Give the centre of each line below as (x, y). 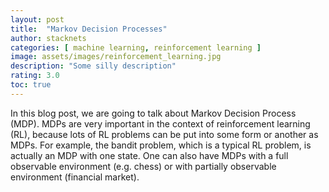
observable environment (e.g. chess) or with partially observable (143, 166)
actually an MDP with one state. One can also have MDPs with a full (149, 155)
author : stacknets (48, 38)
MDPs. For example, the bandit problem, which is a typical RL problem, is (161, 145)
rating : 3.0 (35, 76)
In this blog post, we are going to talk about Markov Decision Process (153, 113)
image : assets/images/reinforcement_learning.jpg (116, 57)
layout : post (37, 19)
